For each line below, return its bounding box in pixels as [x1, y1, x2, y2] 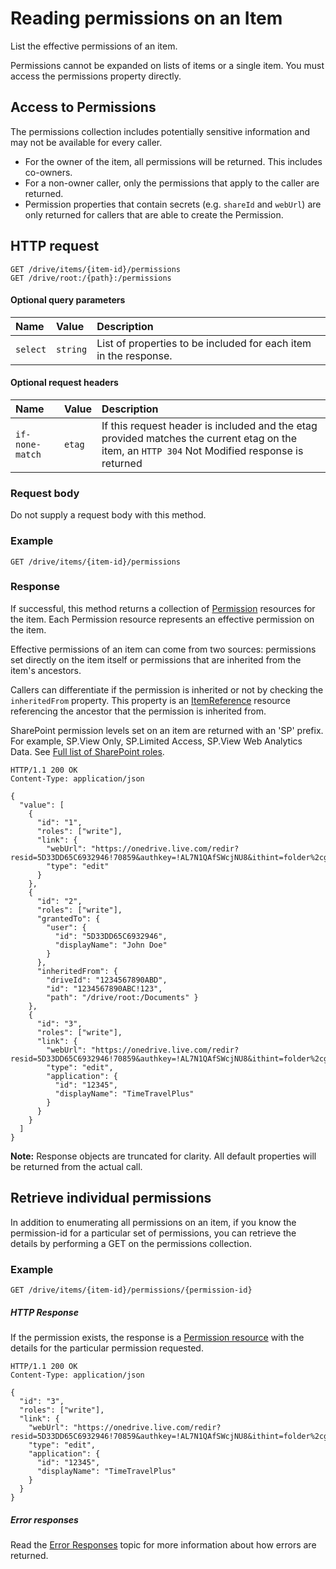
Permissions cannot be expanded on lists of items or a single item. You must [10, 59, 325, 71]
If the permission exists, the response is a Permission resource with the [10, 1331, 305, 1343]
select [15, 343, 47, 355]
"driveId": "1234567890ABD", [46, 975, 168, 985]
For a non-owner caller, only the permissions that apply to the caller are [24, 177, 320, 189]
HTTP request [10, 238, 100, 255]
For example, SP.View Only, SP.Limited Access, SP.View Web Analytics [10, 735, 303, 747]
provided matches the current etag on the [101, 431, 298, 445]
